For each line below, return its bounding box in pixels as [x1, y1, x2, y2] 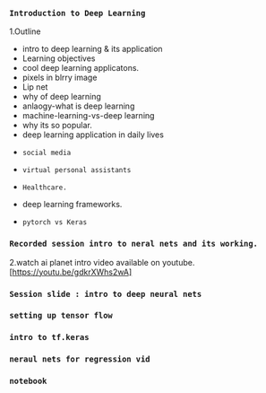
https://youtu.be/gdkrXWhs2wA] [12, 266, 133, 277]
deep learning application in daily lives [21, 129, 164, 140]
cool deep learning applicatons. [21, 63, 140, 74]
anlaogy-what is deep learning [21, 100, 135, 111]
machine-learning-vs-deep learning [21, 110, 155, 121]
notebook [9, 376, 47, 387]
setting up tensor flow [9, 310, 114, 321]
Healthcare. [21, 183, 67, 192]
